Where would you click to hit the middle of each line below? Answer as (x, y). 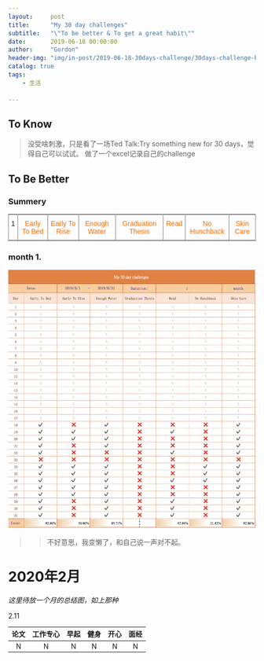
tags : (17, 75)
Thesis (139, 231)
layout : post (37, 17)
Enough (97, 224)
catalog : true (31, 67)
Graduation (139, 224)
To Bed (33, 231)
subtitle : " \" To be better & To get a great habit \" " (101, 33)
